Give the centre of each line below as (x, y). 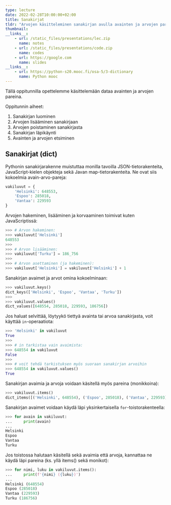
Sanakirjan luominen (34, 116)
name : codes (31, 53)
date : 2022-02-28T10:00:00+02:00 (41, 15)
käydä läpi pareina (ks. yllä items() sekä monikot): (57, 460)
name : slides (33, 62)
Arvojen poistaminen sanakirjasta (48, 127)
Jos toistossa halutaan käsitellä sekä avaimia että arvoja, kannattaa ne (79, 455)
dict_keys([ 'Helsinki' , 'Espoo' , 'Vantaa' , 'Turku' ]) (64, 292)
